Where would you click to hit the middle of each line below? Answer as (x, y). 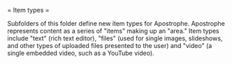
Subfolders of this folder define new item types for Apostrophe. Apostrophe (116, 23)
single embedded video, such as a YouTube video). (81, 53)
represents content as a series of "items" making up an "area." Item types (113, 31)
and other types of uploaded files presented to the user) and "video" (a (110, 46)
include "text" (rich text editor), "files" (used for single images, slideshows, (115, 38)
